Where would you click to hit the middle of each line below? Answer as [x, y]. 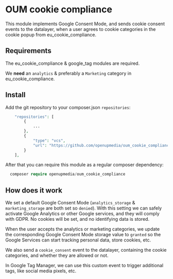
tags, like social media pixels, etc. [41, 271]
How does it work [34, 190]
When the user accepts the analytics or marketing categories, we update [83, 229]
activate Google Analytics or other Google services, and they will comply [82, 214]
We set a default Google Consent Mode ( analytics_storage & [70, 203]
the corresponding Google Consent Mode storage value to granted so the [83, 235]
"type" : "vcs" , [49, 141]
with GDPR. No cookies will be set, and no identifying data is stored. [77, 219]
